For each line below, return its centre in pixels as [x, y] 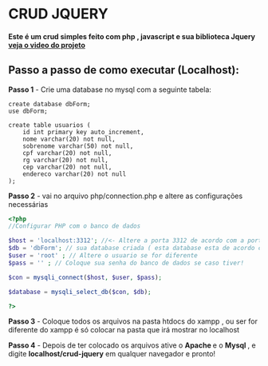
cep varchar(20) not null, [67, 167]
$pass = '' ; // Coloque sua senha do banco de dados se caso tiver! [126, 263]
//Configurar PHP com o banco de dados [75, 226]
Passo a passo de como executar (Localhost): [124, 70]
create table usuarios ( [49, 125]
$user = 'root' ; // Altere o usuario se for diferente [103, 256]
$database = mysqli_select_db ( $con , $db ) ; [80, 292]
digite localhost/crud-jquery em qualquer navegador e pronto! [112, 354]
